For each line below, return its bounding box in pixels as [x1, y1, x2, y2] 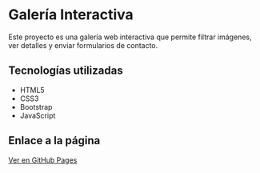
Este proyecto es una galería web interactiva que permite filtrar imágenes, [8, 32, 252, 42]
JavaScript [19, 111, 56, 120]
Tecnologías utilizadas [8, 64, 123, 78]
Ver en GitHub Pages [8, 155, 78, 165]
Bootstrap [19, 102, 53, 111]
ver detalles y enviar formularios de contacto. [8, 40, 158, 50]
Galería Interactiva [8, 6, 134, 24]
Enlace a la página [8, 134, 101, 147]
